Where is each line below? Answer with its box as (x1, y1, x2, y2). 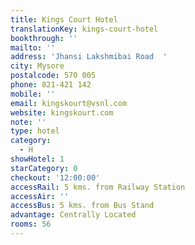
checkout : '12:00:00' (10, 172, 101, 183)
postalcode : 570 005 (10, 71, 97, 81)
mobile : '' (10, 89, 56, 99)
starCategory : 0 (10, 163, 78, 173)
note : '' (10, 117, 47, 127)
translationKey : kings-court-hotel (10, 24, 159, 34)
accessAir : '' (10, 191, 70, 201)
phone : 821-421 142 (10, 80, 92, 90)
